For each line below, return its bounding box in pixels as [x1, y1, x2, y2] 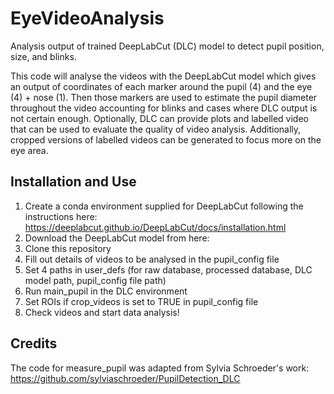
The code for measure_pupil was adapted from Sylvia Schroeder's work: [10, 362, 310, 374]
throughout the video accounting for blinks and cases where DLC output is [10, 102, 318, 114]
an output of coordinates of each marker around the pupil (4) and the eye [10, 80, 313, 92]
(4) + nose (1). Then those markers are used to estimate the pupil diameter [10, 91, 318, 103]
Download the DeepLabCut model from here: [24, 232, 210, 244]
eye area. [10, 144, 49, 156]
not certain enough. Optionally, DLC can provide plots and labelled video [10, 112, 309, 124]
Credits [10, 335, 58, 352]
